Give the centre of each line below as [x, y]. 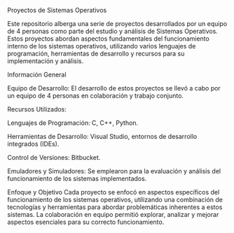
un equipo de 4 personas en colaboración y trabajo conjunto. [96, 95]
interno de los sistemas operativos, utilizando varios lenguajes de [102, 46]
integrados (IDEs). [33, 144]
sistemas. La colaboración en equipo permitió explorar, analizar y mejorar [113, 214]
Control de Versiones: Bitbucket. [54, 158]
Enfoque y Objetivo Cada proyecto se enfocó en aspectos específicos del [113, 192]
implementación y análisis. [46, 61]
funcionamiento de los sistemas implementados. [77, 179]
